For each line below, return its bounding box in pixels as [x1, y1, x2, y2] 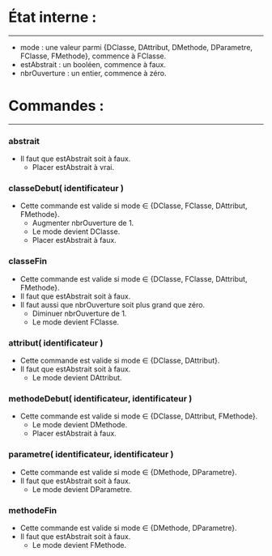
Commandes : [8, 97, 104, 115]
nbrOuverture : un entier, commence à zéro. [19, 68, 167, 78]
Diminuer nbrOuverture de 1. [32, 308, 127, 318]
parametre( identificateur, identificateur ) [8, 449, 174, 461]
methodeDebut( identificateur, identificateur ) [8, 393, 193, 404]
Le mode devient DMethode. [32, 420, 128, 430]
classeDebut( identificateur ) [8, 183, 124, 194]
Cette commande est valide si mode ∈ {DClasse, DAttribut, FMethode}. [19, 411, 258, 421]
